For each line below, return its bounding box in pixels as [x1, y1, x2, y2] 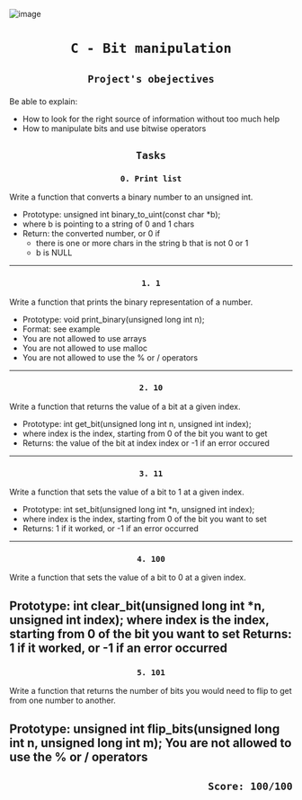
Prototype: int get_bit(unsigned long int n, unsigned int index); [22, 418, 252, 429]
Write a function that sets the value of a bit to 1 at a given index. [9, 486, 244, 498]
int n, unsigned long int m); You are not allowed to [9, 735, 292, 751]
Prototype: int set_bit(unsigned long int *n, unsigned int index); [22, 504, 255, 515]
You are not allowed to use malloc [22, 342, 148, 353]
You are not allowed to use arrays [22, 333, 147, 343]
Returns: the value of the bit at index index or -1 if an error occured [22, 437, 270, 449]
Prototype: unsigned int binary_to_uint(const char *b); [22, 209, 221, 220]
